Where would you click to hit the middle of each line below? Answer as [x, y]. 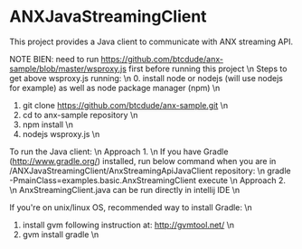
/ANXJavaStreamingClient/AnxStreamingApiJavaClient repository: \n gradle [150, 171]
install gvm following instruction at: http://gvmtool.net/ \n [128, 225]
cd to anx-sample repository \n [80, 115]
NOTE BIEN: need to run [54, 59]
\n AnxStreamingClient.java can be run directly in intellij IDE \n [125, 189]
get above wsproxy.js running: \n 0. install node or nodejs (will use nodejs [146, 78]
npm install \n [48, 124]
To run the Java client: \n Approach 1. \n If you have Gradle [119, 152]
